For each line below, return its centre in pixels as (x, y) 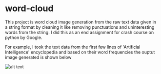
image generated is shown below (38, 57)
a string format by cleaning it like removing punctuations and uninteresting (80, 27)
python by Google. (24, 37)
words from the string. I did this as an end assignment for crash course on (80, 32)
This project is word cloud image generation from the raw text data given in (81, 22)
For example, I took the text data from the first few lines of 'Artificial (73, 47)
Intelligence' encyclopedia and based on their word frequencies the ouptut (80, 52)
